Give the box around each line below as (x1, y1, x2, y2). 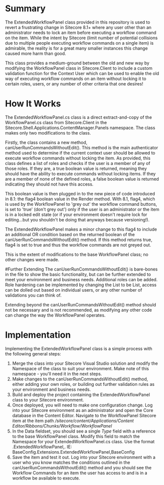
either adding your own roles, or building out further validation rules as (12, 381, 155, 387)
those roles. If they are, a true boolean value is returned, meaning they (5, 165, 147, 171)
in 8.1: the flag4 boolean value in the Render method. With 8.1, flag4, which (5, 196, 155, 202)
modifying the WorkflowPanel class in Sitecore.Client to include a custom (5, 65, 153, 71)
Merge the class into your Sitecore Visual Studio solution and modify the (12, 360, 158, 366)
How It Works (5, 98, 61, 109)
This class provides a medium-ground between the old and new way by (5, 60, 150, 66)
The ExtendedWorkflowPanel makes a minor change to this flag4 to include (5, 226, 157, 232)
